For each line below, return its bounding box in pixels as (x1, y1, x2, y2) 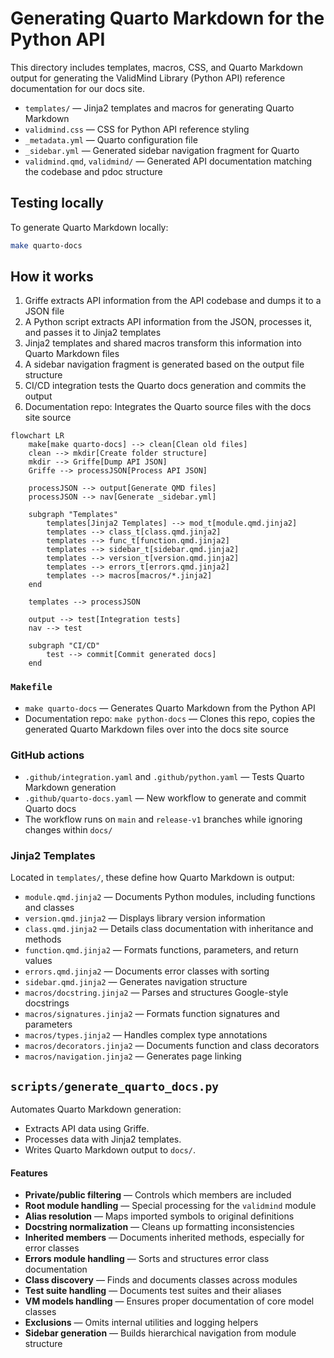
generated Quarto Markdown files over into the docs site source (24, 723, 289, 735)
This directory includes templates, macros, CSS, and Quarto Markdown (10, 61, 304, 73)
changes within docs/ (24, 824, 113, 836)
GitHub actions (10, 748, 85, 762)
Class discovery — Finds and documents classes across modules (24, 1274, 298, 1286)
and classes (24, 902, 75, 914)
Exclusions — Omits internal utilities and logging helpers (24, 1317, 259, 1329)
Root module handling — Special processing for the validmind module (24, 1200, 317, 1212)
